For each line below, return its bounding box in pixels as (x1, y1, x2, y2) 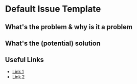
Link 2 (12, 74, 25, 80)
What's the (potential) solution (5, 39, 101, 47)
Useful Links (5, 56, 44, 64)
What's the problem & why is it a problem (5, 23, 133, 31)
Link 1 (12, 68, 24, 74)
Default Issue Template (5, 3, 101, 15)
